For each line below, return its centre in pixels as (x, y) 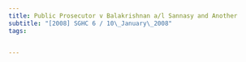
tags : (17, 31)
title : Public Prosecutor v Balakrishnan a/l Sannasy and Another (123, 16)
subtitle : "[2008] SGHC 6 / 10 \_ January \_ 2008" (91, 23)
